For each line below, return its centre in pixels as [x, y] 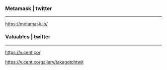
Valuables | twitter [28, 37]
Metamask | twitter [29, 8]
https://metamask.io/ [27, 24]
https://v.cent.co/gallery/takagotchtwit [44, 62]
